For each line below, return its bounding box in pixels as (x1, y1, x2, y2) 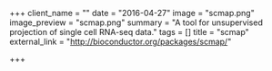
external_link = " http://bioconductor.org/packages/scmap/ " (9, 36, 232, 47)
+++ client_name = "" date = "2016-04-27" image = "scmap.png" (9, 8, 255, 18)
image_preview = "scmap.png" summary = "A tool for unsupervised (9, 17, 264, 28)
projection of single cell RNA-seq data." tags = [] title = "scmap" (9, 27, 250, 37)
